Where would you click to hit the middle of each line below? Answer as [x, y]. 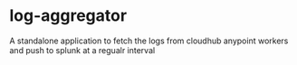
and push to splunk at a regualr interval [82, 50]
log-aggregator [68, 16]
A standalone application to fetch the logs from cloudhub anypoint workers [149, 41]
